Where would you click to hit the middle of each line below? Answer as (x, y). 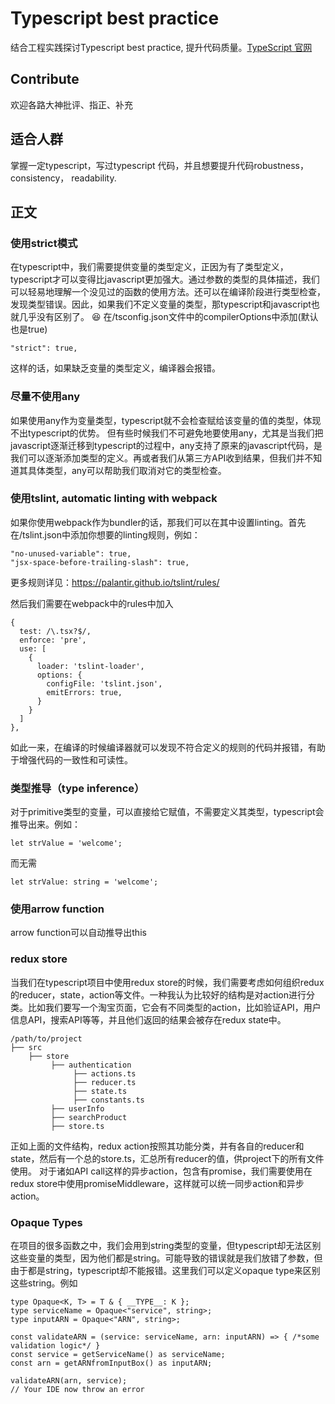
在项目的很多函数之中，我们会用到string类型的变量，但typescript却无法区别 (166, 1246)
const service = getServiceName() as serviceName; (118, 1355)
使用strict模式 (44, 243)
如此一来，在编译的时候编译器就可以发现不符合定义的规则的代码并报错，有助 (168, 747)
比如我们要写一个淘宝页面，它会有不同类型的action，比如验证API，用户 (174, 1007)
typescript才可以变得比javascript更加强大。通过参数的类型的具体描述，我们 (165, 279)
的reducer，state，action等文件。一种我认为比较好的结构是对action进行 (158, 994)
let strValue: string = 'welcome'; (84, 882)
